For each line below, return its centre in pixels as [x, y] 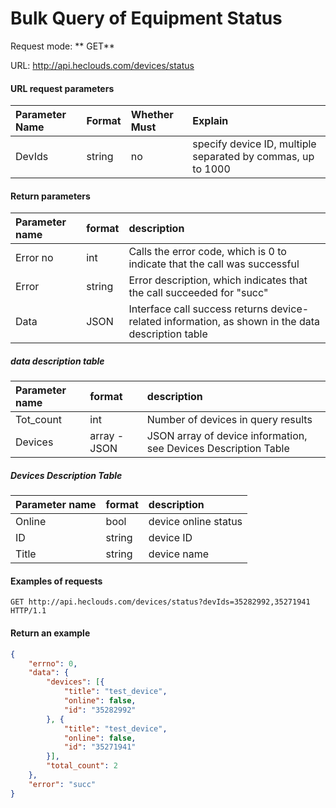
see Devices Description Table [218, 449]
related [145, 322]
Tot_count [39, 420]
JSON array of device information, [227, 436]
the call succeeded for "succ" [198, 293]
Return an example [50, 633]
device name [179, 554]
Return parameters [50, 196]
